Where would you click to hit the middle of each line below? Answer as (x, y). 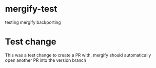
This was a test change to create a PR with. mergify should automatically (78, 55)
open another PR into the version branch (46, 60)
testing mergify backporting (33, 22)
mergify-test (31, 9)
